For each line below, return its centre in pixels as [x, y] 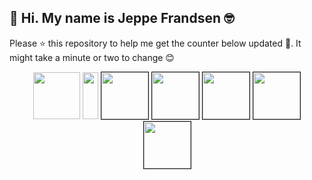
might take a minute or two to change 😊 [92, 57]
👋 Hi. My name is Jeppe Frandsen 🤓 [122, 18]
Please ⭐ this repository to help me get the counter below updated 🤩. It [155, 43]
